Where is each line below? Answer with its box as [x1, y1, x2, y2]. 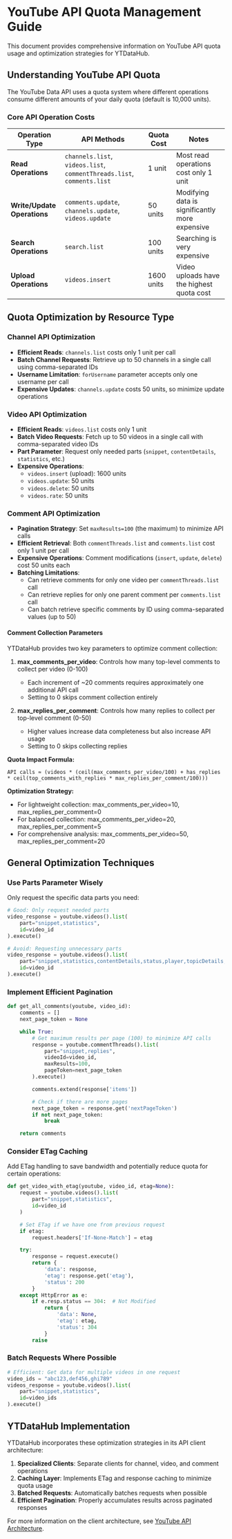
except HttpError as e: [19, 1292, 88, 1299]
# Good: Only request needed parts [7, 907, 110, 914]
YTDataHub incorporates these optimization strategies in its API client [7, 1438, 206, 1447]
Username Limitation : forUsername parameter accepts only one [17, 370, 198, 378]
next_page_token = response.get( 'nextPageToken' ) [32, 1105, 177, 1112]
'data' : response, [43, 1266, 97, 1273]
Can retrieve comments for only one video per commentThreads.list [27, 576, 220, 584]
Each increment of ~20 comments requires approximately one [27, 678, 204, 686]
